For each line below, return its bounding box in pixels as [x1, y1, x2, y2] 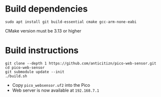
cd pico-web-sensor [5, 65, 45, 70]
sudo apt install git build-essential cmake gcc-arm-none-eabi [5, 19, 137, 24]
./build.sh [5, 74, 27, 79]
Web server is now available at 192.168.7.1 [12, 87, 99, 93]
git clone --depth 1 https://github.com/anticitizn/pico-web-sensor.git [5, 61, 157, 66]
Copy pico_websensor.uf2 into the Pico [12, 82, 91, 88]
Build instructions [5, 45, 79, 56]
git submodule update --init [5, 69, 65, 74]
